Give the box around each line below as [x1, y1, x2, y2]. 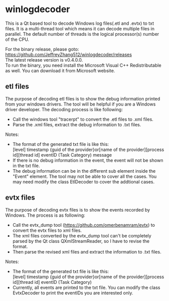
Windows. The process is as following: [5, 212, 86, 218]
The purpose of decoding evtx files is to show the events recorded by [5, 207, 150, 213]
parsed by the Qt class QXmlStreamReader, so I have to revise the [12, 238, 150, 244]
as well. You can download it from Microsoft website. [5, 67, 115, 74]
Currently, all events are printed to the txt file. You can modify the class [12, 284, 160, 290]
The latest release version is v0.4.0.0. [5, 57, 83, 63]
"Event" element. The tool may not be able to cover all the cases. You [12, 173, 157, 179]
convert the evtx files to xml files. [12, 227, 82, 233]
